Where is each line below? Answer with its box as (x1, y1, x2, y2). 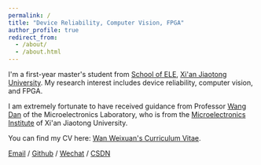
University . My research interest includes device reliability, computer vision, (8, 78, 253, 87)
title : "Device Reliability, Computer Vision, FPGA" (8, 19, 185, 27)
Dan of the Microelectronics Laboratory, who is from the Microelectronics (8, 110, 246, 119)
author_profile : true (8, 26, 79, 34)
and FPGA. (8, 86, 43, 95)
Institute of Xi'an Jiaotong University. (8, 119, 128, 127)
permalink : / (8, 11, 51, 20)
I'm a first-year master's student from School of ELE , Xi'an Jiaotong (8, 70, 227, 79)
